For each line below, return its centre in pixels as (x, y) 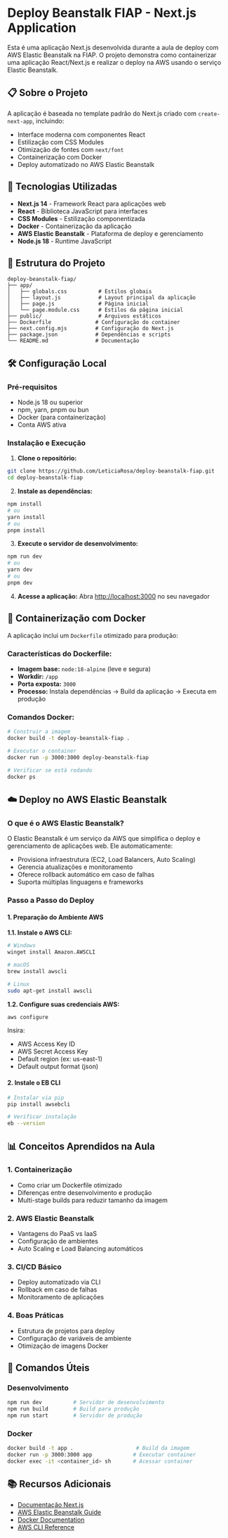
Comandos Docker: (41, 717)
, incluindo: (48, 120)
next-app (20, 121)
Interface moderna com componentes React (81, 135)
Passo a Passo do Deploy (51, 901)
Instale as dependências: (55, 492)
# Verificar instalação (42, 1117)
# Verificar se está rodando (50, 770)
